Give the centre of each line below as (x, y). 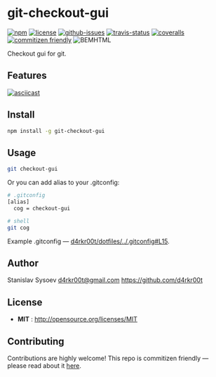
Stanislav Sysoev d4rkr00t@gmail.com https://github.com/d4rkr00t (105, 280)
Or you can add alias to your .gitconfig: (63, 183)
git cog (19, 228)
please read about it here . (45, 365)
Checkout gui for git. (37, 53)
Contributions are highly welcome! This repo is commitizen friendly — (108, 358)
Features (27, 76)
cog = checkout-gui (42, 208)
